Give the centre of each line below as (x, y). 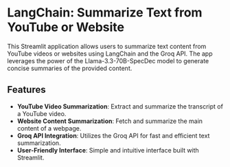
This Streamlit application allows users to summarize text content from (107, 46)
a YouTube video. (42, 113)
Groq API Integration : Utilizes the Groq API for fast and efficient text (113, 135)
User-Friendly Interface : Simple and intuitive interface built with (108, 150)
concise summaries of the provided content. (70, 68)
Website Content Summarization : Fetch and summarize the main (110, 121)
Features (26, 90)
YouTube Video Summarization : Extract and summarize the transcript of (120, 106)
